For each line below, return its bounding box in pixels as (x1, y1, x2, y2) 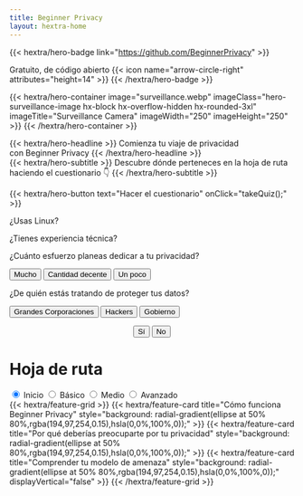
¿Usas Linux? (9, 215, 59, 226)
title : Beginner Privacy (9, 13, 103, 23)
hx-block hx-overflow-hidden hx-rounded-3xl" (82, 100, 258, 111)
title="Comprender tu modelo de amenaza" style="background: (9, 457, 247, 468)
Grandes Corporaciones (14, 307, 95, 317)
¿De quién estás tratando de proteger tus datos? (9, 287, 190, 299)
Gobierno (144, 307, 176, 317)
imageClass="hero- (213, 91, 287, 102)
